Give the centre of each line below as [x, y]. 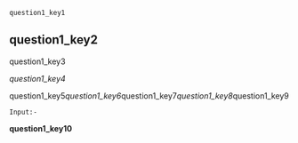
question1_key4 [38, 78]
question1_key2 [53, 40]
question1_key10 [41, 128]
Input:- [24, 112]
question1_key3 [37, 61]
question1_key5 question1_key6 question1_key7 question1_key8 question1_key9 [149, 95]
